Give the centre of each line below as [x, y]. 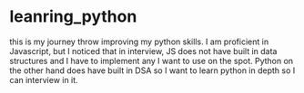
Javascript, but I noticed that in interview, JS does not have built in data [143, 51]
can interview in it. [44, 79]
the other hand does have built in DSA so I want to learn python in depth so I [152, 70]
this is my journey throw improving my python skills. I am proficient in [139, 42]
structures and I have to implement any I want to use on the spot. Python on [152, 60]
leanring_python [73, 17]
